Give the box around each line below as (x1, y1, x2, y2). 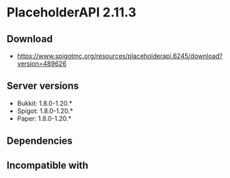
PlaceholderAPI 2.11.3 (6, 4, 137, 21)
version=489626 (16, 59, 67, 68)
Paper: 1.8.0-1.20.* (16, 114, 72, 122)
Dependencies (6, 135, 73, 147)
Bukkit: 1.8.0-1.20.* (16, 99, 73, 107)
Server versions (6, 80, 79, 92)
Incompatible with (6, 159, 89, 172)
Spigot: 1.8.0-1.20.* (16, 107, 73, 115)
